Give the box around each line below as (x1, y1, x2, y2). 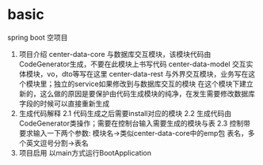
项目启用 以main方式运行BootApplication (18, 148, 152, 157)
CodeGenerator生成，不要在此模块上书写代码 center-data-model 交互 (18, 59, 246, 69)
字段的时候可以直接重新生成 (18, 99, 110, 108)
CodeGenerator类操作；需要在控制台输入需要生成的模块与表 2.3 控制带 (18, 118, 251, 128)
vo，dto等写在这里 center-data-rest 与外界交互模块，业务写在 (46, 69, 249, 78)
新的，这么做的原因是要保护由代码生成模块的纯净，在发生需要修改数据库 (18, 88, 255, 98)
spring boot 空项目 (7, 32, 68, 42)
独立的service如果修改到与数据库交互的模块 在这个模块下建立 (53, 79, 254, 88)
